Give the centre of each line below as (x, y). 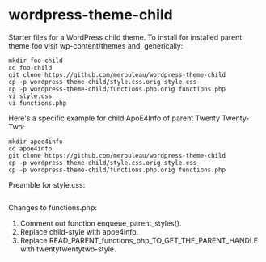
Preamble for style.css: (47, 184)
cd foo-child (30, 68)
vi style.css (30, 96)
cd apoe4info (30, 148)
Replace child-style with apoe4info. (79, 231)
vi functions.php (38, 103)
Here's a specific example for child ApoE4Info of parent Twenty (114, 118)
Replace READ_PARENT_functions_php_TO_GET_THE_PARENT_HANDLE (139, 240)
